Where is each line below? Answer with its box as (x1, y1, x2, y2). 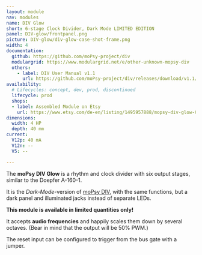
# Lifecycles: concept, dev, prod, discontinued (11, 87, 136, 93)
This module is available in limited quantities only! (6, 206, 134, 213)
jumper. (6, 242, 25, 249)
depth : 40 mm (11, 126, 44, 132)
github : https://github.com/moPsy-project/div (11, 53, 130, 59)
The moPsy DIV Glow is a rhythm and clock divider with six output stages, (6, 170, 191, 177)
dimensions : (6, 115, 36, 121)
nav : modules (6, 14, 39, 20)
